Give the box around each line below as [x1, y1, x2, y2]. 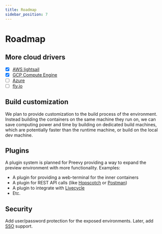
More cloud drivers [5, 53, 66, 62]
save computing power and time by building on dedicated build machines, [5, 121, 157, 127]
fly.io [12, 83, 23, 89]
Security [5, 205, 32, 213]
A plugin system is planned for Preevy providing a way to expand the [5, 159, 147, 165]
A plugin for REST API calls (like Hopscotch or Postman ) [12, 180, 128, 186]
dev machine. [5, 132, 33, 138]
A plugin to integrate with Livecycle [12, 185, 85, 191]
